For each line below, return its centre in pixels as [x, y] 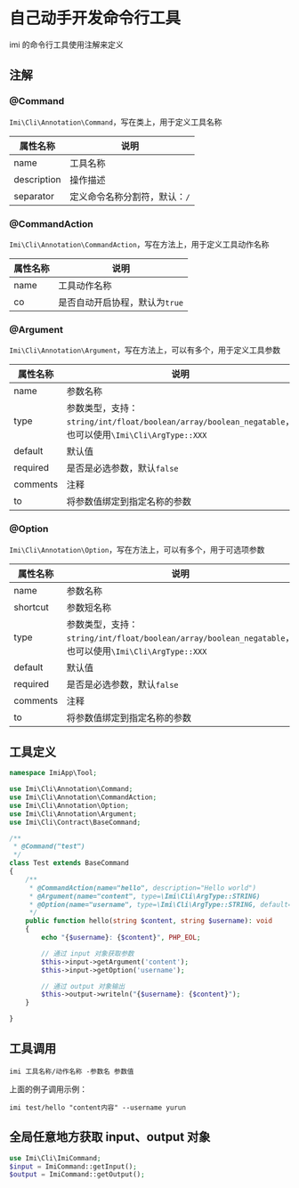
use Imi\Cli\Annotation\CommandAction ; [83, 797]
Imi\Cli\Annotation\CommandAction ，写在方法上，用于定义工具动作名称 [139, 244]
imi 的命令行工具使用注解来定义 [66, 44]
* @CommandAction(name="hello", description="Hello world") [142, 888]
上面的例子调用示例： [48, 1089]
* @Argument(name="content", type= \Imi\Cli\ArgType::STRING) [145, 896]
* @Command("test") [49, 846]
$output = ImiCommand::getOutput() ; [77, 1175]
